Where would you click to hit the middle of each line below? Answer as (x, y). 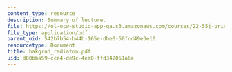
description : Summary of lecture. (57, 20)
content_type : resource (41, 13)
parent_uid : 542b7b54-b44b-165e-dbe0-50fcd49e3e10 (81, 39)
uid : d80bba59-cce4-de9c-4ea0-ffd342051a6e (71, 58)
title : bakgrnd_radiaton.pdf (49, 52)
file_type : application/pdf (48, 33)
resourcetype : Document (41, 45)
